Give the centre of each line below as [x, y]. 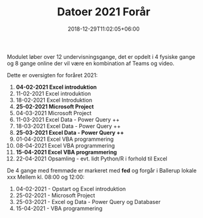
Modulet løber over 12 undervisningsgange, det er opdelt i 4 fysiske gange [101, 56]
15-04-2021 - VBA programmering [59, 208]
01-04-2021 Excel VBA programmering [65, 139]
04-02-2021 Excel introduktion [56, 87]
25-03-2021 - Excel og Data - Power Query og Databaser [88, 201]
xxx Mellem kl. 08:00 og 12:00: [46, 177]
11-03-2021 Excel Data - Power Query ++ [68, 119]
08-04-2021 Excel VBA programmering [65, 145]
